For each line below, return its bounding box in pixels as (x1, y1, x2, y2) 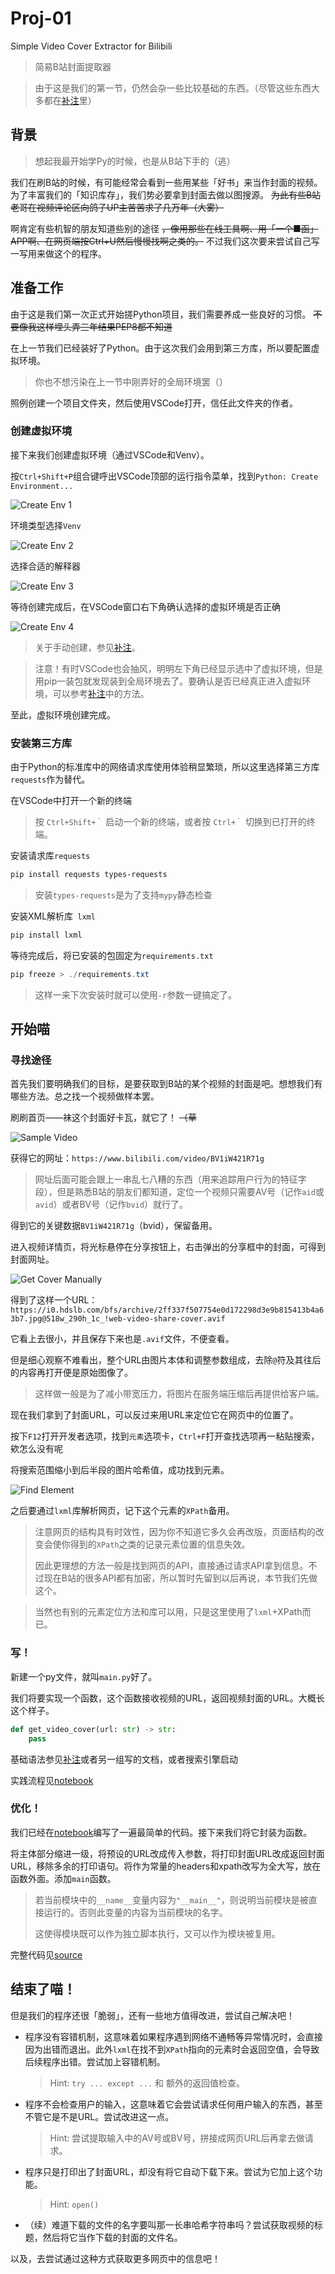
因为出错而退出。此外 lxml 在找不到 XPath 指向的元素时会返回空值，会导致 (24, 2043, 320, 2055)
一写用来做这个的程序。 (10, 247, 107, 259)
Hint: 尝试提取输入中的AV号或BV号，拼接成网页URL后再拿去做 (49, 2132, 305, 2144)
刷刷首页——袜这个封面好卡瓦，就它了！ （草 (10, 1112, 197, 1124)
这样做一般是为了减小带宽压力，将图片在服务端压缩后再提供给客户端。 (34, 1388, 325, 1400)
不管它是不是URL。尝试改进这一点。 (24, 2110, 175, 2122)
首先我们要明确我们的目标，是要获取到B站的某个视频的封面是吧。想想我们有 (10, 1078, 323, 1090)
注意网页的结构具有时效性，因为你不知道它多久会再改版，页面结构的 (34, 1526, 316, 1538)
